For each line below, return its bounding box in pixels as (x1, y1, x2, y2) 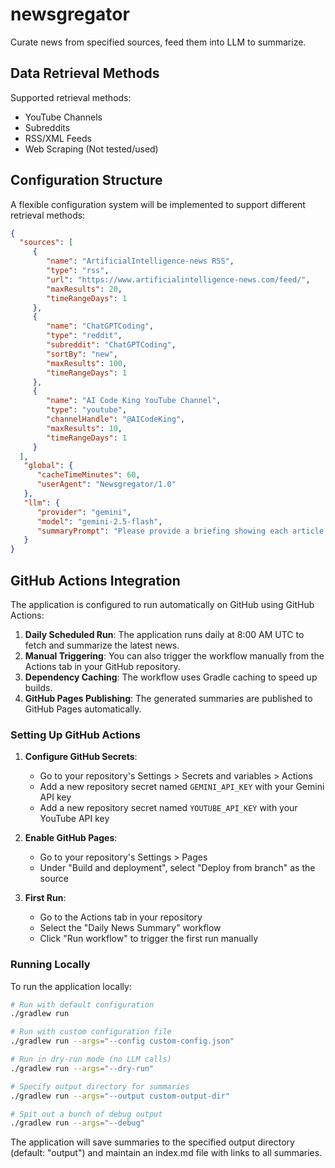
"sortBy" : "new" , (46, 349, 118, 359)
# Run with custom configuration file (10, 1027, 172, 1037)
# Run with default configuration (10, 999, 155, 1010)
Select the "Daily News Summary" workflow (39, 922, 222, 934)
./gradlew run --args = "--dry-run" (10, 1063, 155, 1073)
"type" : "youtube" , (46, 405, 128, 415)
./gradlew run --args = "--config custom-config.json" (10, 1036, 235, 1047)
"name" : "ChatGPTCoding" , (46, 321, 155, 332)
